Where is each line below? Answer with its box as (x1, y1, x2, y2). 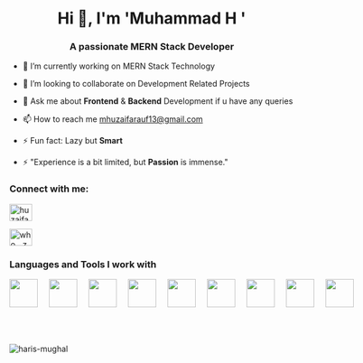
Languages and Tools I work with (9, 257, 157, 270)
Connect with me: (9, 182, 89, 195)
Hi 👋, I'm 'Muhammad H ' (57, 8, 247, 29)
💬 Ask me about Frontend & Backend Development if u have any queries (22, 96, 293, 107)
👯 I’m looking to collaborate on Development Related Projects (22, 79, 250, 89)
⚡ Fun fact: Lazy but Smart (22, 135, 124, 146)
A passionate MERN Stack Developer (69, 41, 235, 53)
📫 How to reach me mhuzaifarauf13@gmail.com (22, 114, 203, 125)
